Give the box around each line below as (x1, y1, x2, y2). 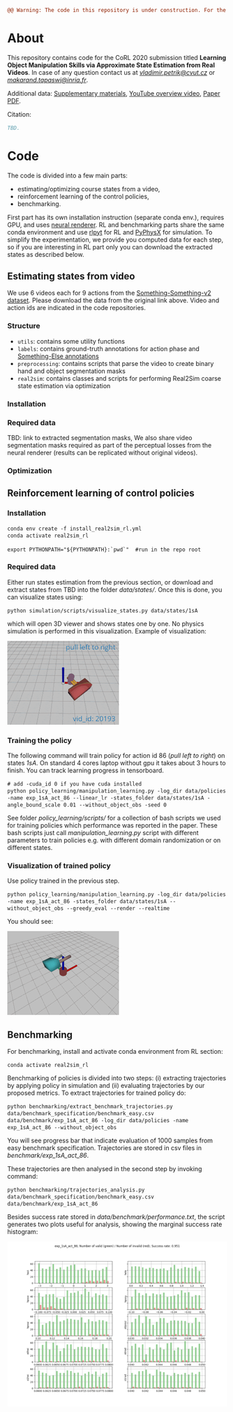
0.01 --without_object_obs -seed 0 (63, 802, 167, 809)
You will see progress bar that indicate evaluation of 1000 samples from (7, 1136, 213, 1145)
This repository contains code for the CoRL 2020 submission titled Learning (7, 53, 227, 61)
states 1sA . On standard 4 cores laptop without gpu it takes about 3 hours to (7, 759, 226, 767)
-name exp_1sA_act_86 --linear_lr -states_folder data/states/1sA (7, 795, 204, 802)
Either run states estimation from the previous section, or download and (7, 578, 213, 586)
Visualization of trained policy (7, 861, 112, 871)
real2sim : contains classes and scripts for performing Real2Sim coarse (17, 374, 222, 383)
